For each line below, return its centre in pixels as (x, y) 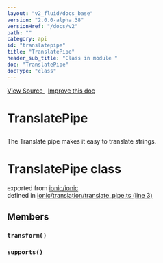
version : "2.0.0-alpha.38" (46, 20)
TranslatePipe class (64, 169)
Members (28, 217)
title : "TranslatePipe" (41, 52)
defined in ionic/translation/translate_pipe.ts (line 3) (80, 195)
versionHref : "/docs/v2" (42, 26)
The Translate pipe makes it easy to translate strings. (82, 141)
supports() (25, 252)
